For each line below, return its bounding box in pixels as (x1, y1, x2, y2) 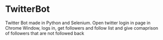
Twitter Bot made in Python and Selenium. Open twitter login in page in (5, 20, 151, 26)
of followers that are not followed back (5, 30, 85, 36)
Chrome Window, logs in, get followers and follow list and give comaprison (5, 25, 159, 31)
